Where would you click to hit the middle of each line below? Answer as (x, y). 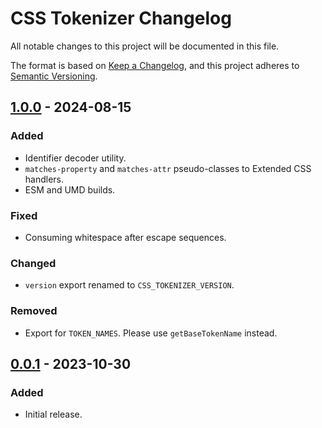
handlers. (44, 179)
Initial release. (53, 414)
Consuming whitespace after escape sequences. (125, 237)
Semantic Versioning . (54, 76)
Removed (34, 311)
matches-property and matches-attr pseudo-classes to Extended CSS (168, 168)
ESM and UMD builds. (70, 189)
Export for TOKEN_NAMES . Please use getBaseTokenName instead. (151, 333)
